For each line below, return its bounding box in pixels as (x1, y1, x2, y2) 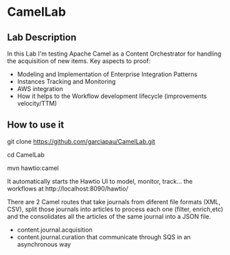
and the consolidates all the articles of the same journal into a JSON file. (7, 212, 211, 220)
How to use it (7, 119, 65, 131)
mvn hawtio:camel (7, 164, 59, 172)
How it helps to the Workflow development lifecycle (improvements (16, 92, 207, 100)
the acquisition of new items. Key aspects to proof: (7, 57, 151, 65)
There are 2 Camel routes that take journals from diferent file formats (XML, (7, 197, 221, 206)
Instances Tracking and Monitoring (16, 77, 116, 86)
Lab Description (7, 32, 77, 43)
